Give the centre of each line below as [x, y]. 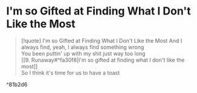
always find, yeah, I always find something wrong [82, 47]
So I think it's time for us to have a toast [70, 72]
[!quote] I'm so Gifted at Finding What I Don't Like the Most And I [102, 40]
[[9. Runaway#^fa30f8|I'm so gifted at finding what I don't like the [103, 60]
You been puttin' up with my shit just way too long [83, 53]
